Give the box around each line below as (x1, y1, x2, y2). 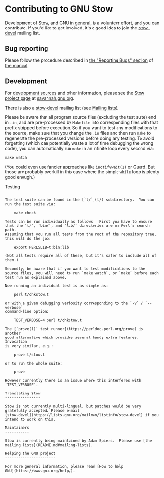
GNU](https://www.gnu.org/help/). (5, 468, 76, 473)
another (5, 331, 21, 336)
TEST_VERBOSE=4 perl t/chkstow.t (14, 318, 82, 323)
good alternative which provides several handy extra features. (5, 335, 139, 340)
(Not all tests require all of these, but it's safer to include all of (5, 253, 157, 258)
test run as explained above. (5, 275, 67, 280)
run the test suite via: (5, 201, 56, 207)
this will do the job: (5, 236, 51, 241)
